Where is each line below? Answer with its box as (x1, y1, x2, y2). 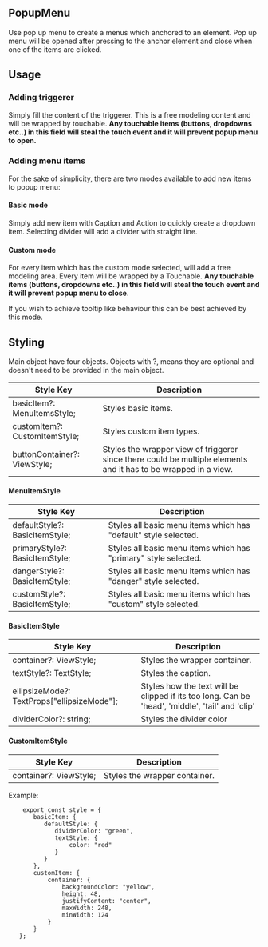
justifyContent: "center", (61, 897, 152, 905)
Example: (8, 790, 39, 800)
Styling (8, 335, 45, 349)
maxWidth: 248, (61, 904, 112, 912)
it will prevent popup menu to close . (8, 288, 129, 298)
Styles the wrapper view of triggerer (102, 444, 238, 455)
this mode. (8, 312, 44, 322)
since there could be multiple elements (102, 454, 248, 465)
